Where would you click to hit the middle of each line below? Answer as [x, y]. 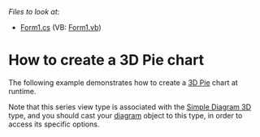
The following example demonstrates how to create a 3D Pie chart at [123, 82]
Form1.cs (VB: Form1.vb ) [61, 27]
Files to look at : [34, 12]
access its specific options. [54, 124]
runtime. [22, 91]
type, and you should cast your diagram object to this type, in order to [126, 115]
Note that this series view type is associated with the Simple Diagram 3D [130, 107]
